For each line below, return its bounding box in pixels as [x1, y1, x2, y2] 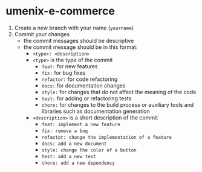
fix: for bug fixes [41, 69, 86, 76]
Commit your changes [14, 30, 70, 37]
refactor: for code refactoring [41, 75, 118, 83]
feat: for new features [41, 62, 98, 70]
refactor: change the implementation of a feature [41, 134, 172, 140]
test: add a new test [41, 153, 96, 159]
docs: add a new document [41, 141, 107, 147]
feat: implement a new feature [41, 121, 120, 127]
